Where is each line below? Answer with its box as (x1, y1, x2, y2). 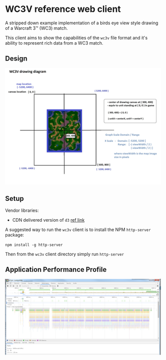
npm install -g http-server (5, 242, 63, 247)
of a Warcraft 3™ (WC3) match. (5, 25, 68, 31)
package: (5, 232, 24, 238)
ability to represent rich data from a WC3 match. (5, 40, 104, 46)
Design (5, 55, 28, 63)
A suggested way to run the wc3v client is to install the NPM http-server (5, 227, 151, 233)
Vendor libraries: (5, 207, 39, 213)
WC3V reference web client (5, 3, 121, 15)
